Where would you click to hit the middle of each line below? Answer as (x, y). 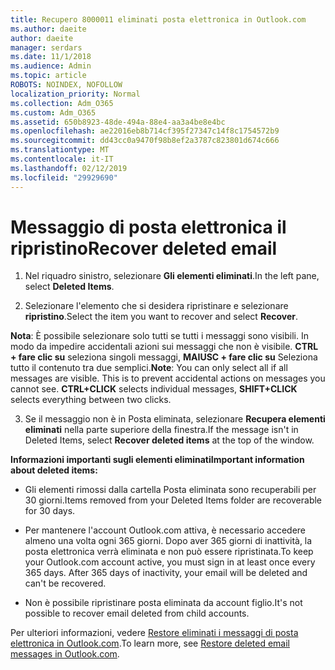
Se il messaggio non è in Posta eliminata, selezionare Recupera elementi (175, 419)
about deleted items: (54, 470)
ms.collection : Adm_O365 (62, 103)
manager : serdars (46, 47)
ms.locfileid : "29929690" (64, 177)
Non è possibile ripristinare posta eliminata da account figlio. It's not (163, 603)
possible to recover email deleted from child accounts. (137, 613)
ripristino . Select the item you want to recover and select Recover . (161, 317)
